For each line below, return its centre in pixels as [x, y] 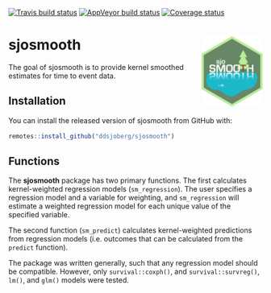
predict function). [38, 248]
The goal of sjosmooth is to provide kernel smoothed [96, 67]
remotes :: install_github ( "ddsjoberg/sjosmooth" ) [92, 136]
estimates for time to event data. [62, 76]
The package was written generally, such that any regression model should [133, 263]
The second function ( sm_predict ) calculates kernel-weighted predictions [130, 230]
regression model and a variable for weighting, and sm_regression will [124, 198]
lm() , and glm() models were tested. [69, 280]
